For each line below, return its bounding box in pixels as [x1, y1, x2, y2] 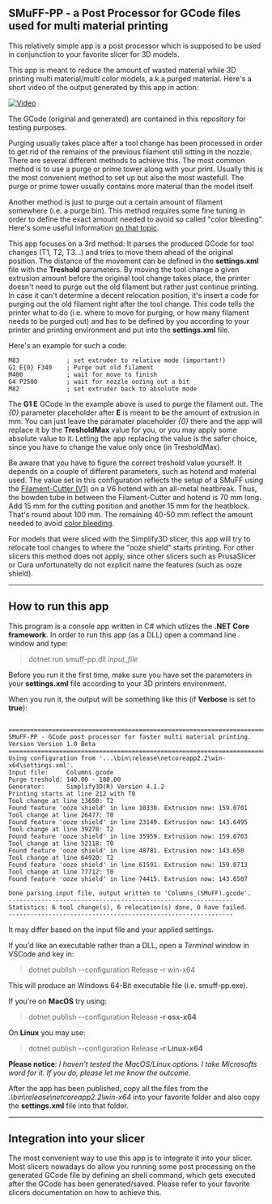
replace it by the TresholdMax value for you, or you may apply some [8, 425, 237, 434]
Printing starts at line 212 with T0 [8, 789, 136, 798]
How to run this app [8, 600, 109, 614]
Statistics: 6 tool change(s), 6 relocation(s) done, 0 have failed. [8, 903, 249, 912]
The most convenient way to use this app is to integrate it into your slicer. [8, 1153, 253, 1163]
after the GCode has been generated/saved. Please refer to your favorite [8, 1179, 251, 1189]
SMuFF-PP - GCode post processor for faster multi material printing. [8, 732, 252, 741]
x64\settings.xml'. [8, 761, 74, 770]
